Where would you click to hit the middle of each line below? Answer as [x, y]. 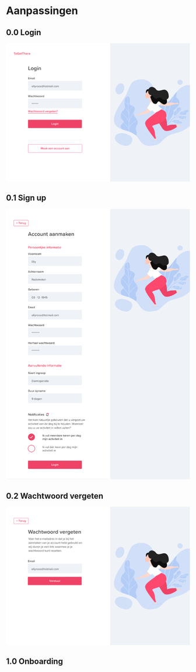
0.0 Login [24, 32]
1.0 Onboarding [34, 662]
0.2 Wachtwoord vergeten [55, 496]
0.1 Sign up [26, 198]
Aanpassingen [42, 11]
